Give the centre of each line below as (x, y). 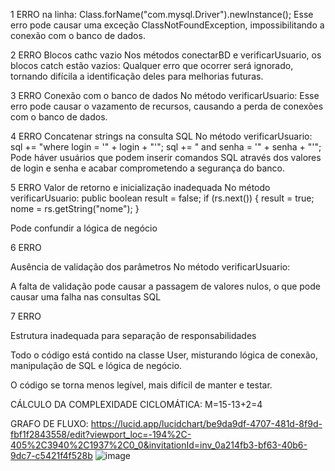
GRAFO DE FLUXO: (49, 423)
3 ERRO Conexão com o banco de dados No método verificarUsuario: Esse (165, 95)
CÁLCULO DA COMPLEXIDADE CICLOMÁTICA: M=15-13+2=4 (136, 404)
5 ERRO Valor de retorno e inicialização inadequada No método (140, 187)
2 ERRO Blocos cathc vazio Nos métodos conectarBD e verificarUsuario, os (166, 55)
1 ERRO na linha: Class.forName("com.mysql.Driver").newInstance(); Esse (162, 14)
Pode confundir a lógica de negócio (84, 228)
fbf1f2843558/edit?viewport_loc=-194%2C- (101, 434)
